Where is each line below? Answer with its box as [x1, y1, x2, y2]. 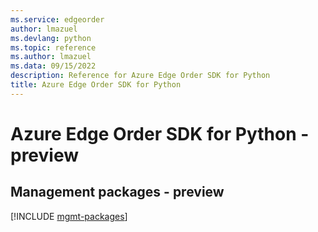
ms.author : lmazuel [10, 52, 92, 62]
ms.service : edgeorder [10, 14, 105, 25]
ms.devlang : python [10, 33, 92, 43]
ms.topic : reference [10, 42, 97, 53]
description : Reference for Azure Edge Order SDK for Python [10, 71, 271, 81]
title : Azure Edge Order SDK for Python [10, 80, 182, 90]
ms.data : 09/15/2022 [10, 61, 97, 71]
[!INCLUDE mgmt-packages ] [10, 210, 128, 222]
